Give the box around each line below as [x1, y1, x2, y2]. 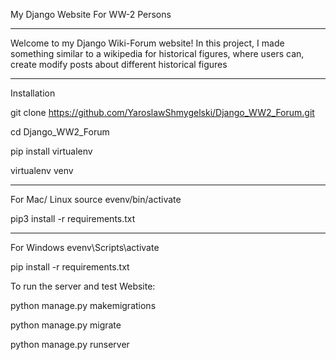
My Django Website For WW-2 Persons [10, 9, 172, 20]
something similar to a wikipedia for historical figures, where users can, [10, 48, 305, 59]
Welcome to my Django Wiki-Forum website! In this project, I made [10, 37, 285, 49]
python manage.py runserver [10, 339, 130, 350]
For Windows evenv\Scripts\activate [10, 242, 160, 253]
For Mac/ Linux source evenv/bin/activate [10, 194, 182, 205]
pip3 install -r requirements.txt [10, 213, 136, 224]
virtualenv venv [10, 165, 74, 176]
